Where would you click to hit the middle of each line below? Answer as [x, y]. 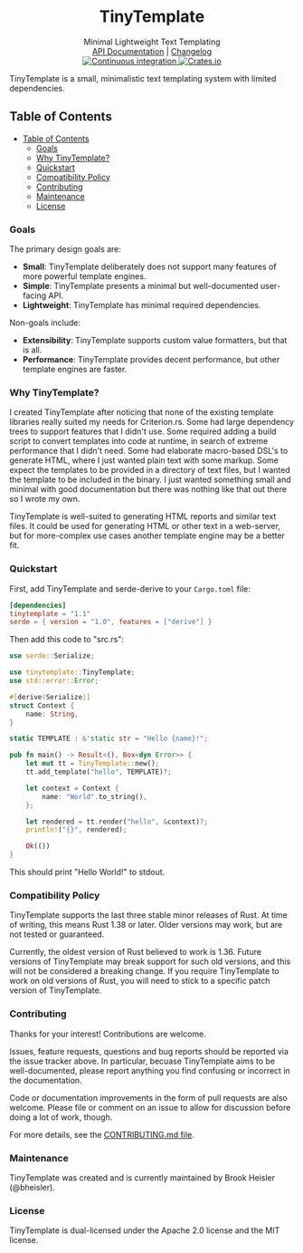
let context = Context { [72, 788]
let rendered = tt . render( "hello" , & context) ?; [117, 822]
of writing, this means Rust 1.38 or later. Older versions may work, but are [146, 925]
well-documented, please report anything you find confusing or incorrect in [150, 1070]
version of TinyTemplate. [56, 990]
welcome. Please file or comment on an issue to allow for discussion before [150, 1107]
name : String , [52, 714]
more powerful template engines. [84, 276]
